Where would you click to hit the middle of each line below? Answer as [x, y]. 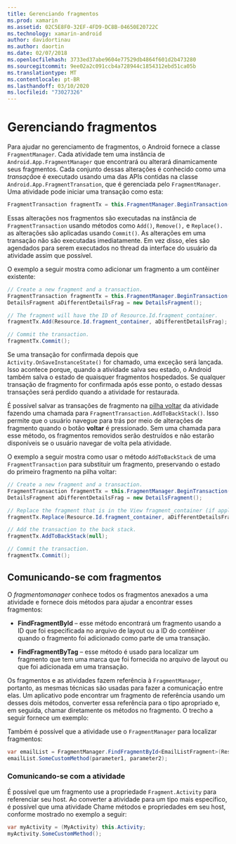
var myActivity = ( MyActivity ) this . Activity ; [77, 827]
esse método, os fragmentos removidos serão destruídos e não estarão [111, 436]
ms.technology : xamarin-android [54, 33]
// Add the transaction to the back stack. [72, 530]
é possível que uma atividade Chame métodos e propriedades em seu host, [117, 807]
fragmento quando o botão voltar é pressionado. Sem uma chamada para [114, 428]
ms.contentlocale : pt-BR [44, 79]
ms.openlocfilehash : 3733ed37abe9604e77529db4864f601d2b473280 [102, 60]
